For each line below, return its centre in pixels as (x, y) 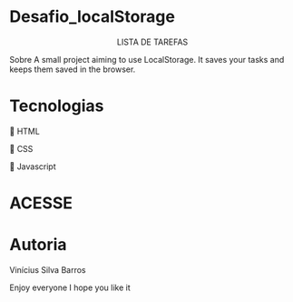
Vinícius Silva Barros (48, 270)
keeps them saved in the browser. (73, 69)
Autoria (38, 245)
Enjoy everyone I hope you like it (70, 287)
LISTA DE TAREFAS (152, 42)
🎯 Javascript (33, 166)
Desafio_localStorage (92, 17)
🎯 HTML (25, 131)
